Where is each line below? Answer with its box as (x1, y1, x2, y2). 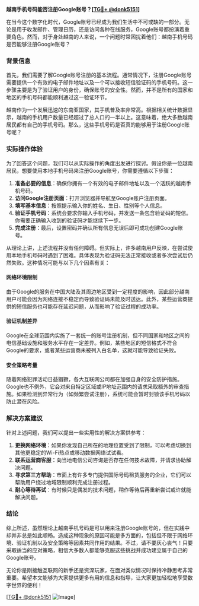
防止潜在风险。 (6, 398, 43, 405)
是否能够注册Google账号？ (6, 41, 71, 47)
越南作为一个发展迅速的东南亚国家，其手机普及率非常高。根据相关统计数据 (6, 106, 188, 113)
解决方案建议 (6, 414, 43, 423)
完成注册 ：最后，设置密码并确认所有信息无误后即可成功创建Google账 (14, 224, 184, 231)
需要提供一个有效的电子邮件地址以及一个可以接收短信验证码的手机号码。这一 (6, 79, 193, 86)
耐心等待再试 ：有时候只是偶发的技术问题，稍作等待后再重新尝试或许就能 (14, 486, 191, 493)
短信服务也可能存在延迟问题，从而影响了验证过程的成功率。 (16, 303, 162, 310)
